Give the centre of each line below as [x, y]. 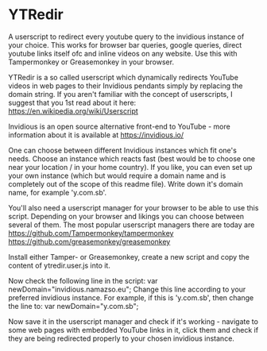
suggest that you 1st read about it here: [72, 102]
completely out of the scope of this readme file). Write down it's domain [126, 183]
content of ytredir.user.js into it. [60, 265]
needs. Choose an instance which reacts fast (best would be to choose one [132, 158]
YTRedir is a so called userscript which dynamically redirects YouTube [123, 77]
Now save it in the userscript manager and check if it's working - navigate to [133, 321]
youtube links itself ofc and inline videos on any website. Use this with [123, 53]
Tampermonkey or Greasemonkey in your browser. [91, 62]
